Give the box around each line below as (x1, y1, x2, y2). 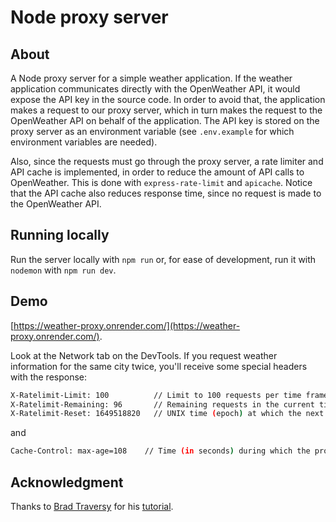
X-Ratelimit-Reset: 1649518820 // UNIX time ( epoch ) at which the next (10, 409, 325, 419)
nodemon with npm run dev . (10, 264, 117, 276)
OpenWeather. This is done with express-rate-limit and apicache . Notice (10, 177, 313, 188)
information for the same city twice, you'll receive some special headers (10, 360, 308, 372)
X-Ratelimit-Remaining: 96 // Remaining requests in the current (10, 399, 315, 410)
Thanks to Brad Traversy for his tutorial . (10, 500, 174, 512)
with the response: (10, 371, 88, 383)
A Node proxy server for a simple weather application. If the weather (10, 72, 293, 84)
